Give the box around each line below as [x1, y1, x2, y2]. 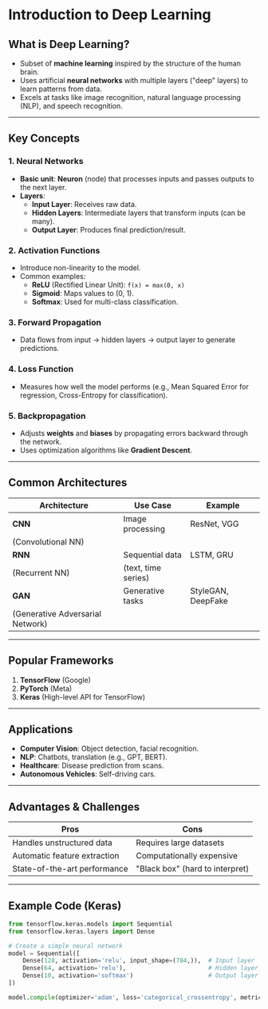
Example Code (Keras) [8, 899, 122, 912]
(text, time [123, 562, 162, 573]
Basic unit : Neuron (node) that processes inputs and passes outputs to [19, 173, 254, 183]
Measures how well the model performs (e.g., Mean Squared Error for [19, 381, 249, 391]
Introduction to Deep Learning [8, 6, 211, 24]
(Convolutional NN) [12, 536, 85, 547]
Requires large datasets [136, 837, 225, 848]
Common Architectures [8, 476, 128, 489]
